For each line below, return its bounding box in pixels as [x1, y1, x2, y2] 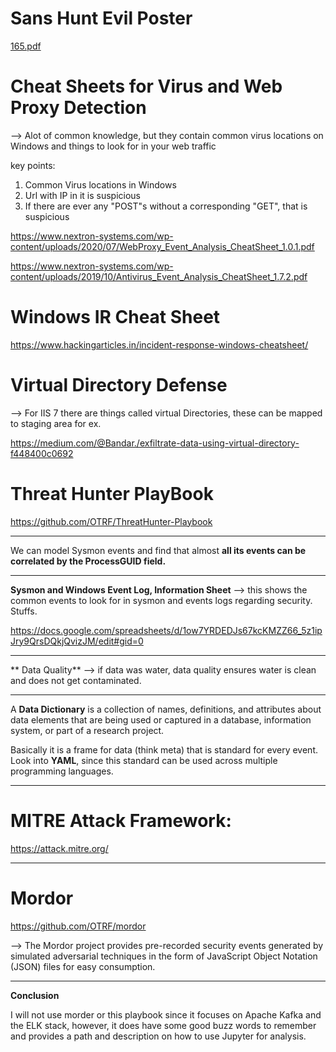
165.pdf [10, 40, 42, 52]
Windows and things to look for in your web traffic [10, 140, 217, 152]
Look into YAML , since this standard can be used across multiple [10, 754, 278, 766]
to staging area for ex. [10, 417, 102, 429]
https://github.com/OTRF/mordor [10, 920, 147, 932]
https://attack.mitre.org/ [10, 842, 109, 854]
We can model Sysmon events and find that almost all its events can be [10, 544, 307, 556]
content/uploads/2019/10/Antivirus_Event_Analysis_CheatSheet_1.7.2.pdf [10, 270, 308, 282]
